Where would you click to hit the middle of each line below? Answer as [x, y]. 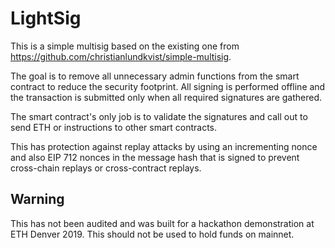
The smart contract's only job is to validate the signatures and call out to [159, 116]
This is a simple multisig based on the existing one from [125, 46]
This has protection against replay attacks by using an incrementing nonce [164, 146]
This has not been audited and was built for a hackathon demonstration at [162, 223]
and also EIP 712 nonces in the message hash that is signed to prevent [155, 157]
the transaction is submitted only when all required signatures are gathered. [166, 97]
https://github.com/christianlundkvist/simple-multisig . [121, 56]
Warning [37, 199]
